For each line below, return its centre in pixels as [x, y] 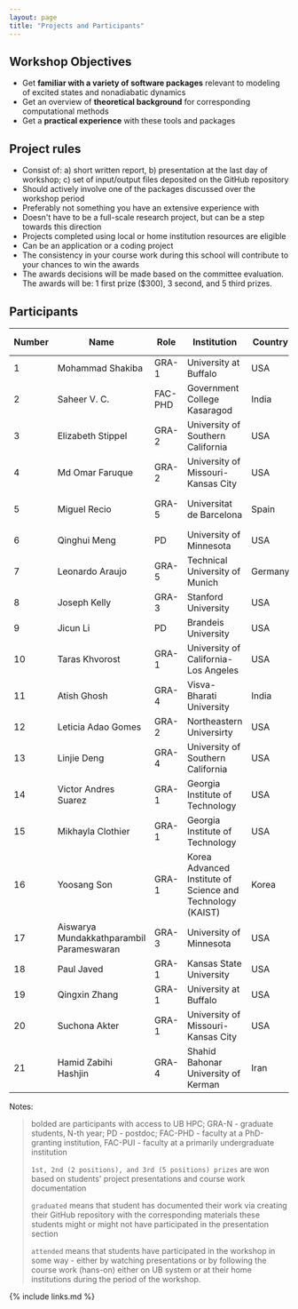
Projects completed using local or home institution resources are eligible [154, 236]
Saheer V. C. [83, 399]
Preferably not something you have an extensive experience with [141, 208]
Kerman [203, 1084]
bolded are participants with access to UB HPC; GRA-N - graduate [152, 1123]
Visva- [201, 684]
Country [270, 341]
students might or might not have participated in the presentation [149, 1224]
